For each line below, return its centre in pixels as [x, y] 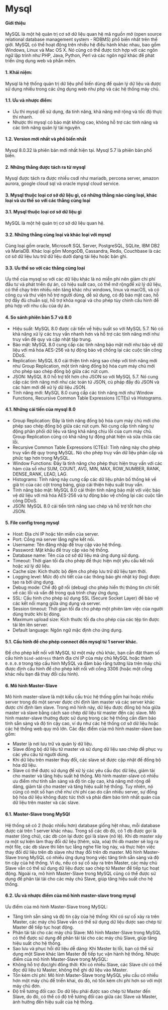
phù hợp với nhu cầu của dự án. [38, 306]
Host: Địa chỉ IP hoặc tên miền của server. [56, 534]
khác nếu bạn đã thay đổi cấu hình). [42, 674]
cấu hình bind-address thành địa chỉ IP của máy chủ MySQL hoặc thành [79, 658]
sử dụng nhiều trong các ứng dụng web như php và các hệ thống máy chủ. [82, 89]
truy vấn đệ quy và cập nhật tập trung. [52, 339]
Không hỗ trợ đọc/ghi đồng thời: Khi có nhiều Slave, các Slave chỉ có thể [87, 964]
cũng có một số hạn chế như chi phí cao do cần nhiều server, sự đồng [85, 792]
